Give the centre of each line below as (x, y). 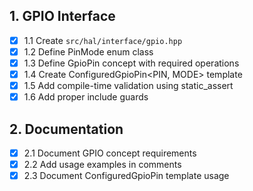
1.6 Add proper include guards (86, 97)
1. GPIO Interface (62, 16)
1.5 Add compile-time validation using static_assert (128, 86)
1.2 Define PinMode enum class (88, 51)
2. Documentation (66, 129)
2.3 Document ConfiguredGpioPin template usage (126, 176)
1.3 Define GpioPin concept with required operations (131, 63)
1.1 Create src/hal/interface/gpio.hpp (103, 40)
